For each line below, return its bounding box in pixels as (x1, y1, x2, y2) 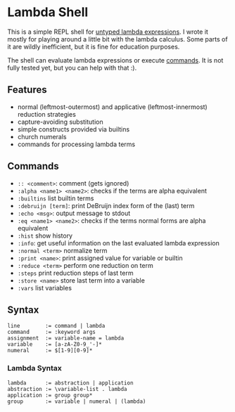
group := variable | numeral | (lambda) (7, 398, 146, 405)
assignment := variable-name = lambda (7, 335, 125, 342)
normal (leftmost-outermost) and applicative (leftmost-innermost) (17, 103, 208, 111)
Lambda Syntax (7, 363, 62, 373)
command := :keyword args (7, 328, 96, 336)
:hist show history (17, 231, 72, 240)
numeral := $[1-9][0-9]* (7, 347, 93, 354)
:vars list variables (17, 283, 72, 292)
